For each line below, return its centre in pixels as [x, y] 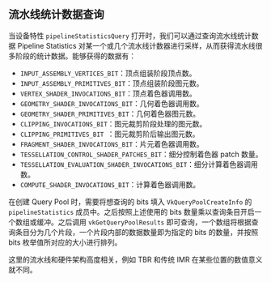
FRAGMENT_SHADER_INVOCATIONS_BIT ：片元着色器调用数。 [112, 143]
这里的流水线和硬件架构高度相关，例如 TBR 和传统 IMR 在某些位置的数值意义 [135, 259]
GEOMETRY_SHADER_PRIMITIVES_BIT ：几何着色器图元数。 [110, 113]
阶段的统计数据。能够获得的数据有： [75, 56]
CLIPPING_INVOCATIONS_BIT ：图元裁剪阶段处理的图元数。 [113, 123]
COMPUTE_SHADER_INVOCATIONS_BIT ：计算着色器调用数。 [110, 184]
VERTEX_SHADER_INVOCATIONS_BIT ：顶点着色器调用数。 [108, 93]
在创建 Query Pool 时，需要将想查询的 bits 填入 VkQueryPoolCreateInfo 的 [130, 202]
